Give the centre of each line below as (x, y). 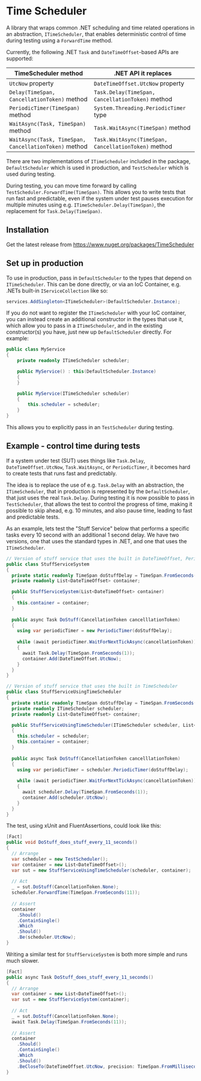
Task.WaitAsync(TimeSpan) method (142, 127)
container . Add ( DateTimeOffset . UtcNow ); (71, 658)
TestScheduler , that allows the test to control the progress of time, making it (99, 504)
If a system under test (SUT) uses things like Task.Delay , (76, 460)
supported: (20, 58)
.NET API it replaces (143, 73)
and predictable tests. (33, 517)
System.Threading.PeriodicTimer (140, 108)
